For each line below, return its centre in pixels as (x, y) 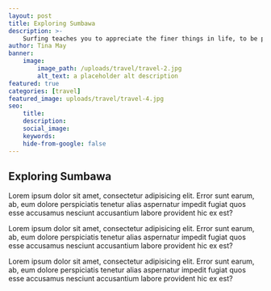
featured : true (34, 83)
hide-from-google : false (65, 143)
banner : (21, 53)
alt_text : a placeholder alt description (108, 76)
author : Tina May (38, 46)
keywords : (40, 136)
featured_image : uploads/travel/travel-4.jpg (86, 99)
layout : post (30, 16)
